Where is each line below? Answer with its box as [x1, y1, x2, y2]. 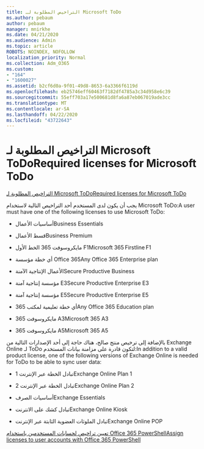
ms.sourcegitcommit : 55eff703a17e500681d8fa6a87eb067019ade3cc [6, 94, 171, 100]
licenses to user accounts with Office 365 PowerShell [6, 436, 141, 443]
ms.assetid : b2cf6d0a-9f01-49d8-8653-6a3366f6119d [6, 83, 138, 89]
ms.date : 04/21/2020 [6, 32, 59, 38]
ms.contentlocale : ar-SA [6, 105, 70, 112]
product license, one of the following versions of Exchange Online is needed [6, 352, 199, 359]
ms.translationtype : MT [6, 100, 67, 106]
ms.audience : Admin [6, 37, 56, 43]
